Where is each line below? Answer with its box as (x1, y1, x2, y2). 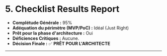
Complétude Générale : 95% (12, 20, 73, 26)
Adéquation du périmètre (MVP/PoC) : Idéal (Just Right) (12, 25, 129, 30)
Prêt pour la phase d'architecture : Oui (12, 30, 93, 36)
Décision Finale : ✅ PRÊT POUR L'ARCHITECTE (12, 40, 111, 46)
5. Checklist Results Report (5, 3, 120, 15)
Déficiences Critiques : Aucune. (12, 35, 80, 41)
